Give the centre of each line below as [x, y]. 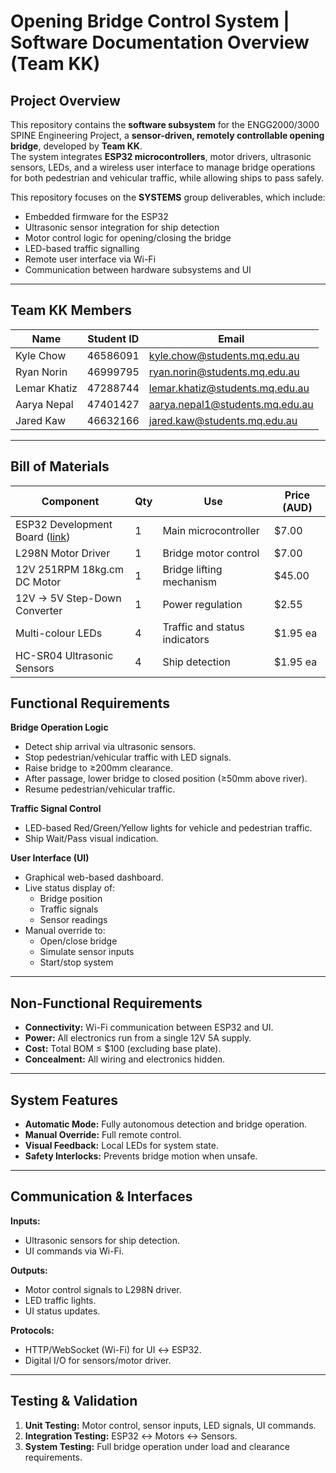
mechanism [190, 582]
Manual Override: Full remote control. [103, 1135]
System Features [64, 1100]
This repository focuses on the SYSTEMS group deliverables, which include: [168, 197]
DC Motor [38, 582]
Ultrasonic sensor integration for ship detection [122, 227]
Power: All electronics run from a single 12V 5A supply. [138, 1038]
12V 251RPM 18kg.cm [69, 569]
